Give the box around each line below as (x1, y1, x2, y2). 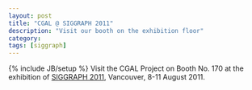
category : (8, 34, 42, 43)
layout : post (8, 11, 52, 20)
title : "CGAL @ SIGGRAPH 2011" (8, 19, 114, 27)
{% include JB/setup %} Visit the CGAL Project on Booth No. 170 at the (8, 63, 244, 73)
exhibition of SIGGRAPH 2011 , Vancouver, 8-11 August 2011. (8, 72, 206, 82)
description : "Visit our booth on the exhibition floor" (8, 27, 204, 35)
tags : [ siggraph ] (8, 42, 67, 50)
